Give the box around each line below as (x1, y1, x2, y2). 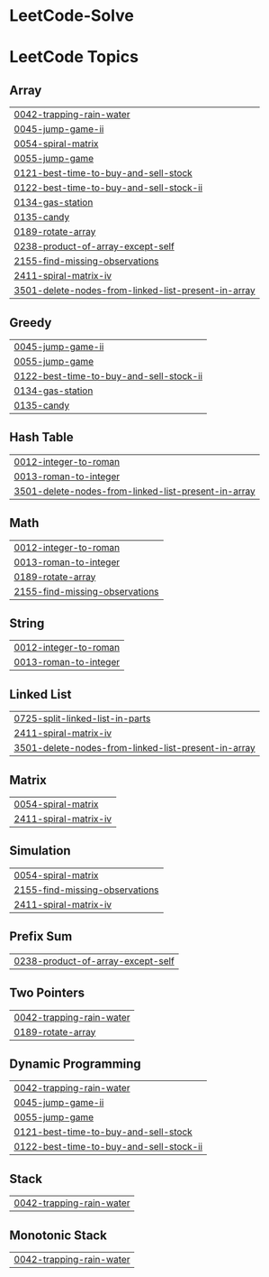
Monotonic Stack (9, 1227, 108, 1243)
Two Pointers (9, 986, 85, 1001)
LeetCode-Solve (9, 5, 135, 26)
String (9, 615, 45, 632)
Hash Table (9, 430, 74, 445)
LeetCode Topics (9, 47, 139, 68)
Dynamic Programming (9, 1056, 141, 1071)
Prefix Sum (9, 929, 73, 944)
